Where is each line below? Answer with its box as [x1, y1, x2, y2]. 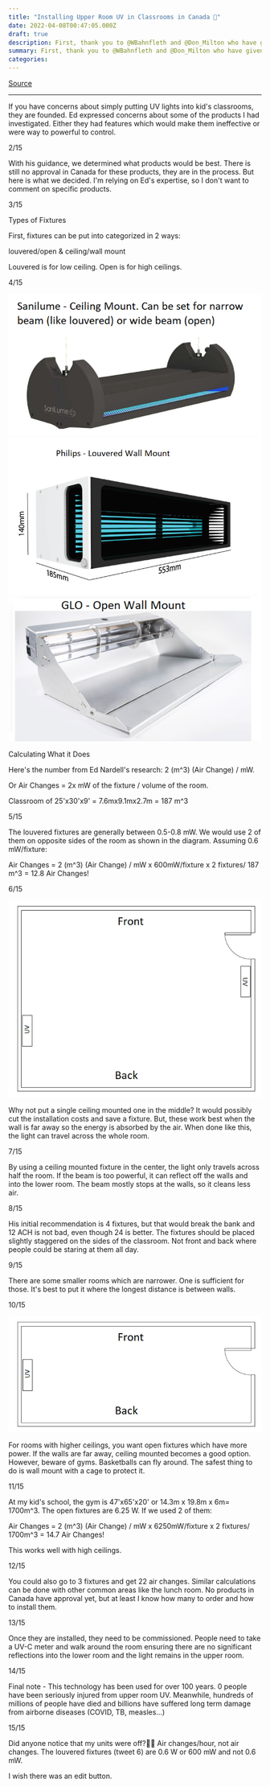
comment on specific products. [8, 184, 112, 193]
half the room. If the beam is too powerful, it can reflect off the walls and [8, 1171, 248, 1180]
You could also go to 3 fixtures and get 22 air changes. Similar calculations [8, 1576, 256, 1586]
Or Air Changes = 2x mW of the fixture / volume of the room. [8, 780, 209, 790]
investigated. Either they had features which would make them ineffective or [8, 119, 260, 128]
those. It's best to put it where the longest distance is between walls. [8, 1284, 235, 1294]
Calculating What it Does [8, 749, 91, 760]
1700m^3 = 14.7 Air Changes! [8, 1530, 104, 1539]
